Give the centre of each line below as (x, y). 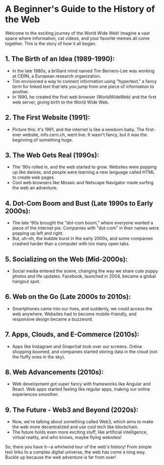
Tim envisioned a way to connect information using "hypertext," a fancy (84, 81)
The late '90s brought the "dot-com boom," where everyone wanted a (82, 223)
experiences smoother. (35, 394)
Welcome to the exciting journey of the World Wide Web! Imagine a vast (78, 33)
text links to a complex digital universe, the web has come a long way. (75, 452)
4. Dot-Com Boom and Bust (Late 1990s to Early (79, 203)
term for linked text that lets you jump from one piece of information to (83, 86)
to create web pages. (34, 177)
